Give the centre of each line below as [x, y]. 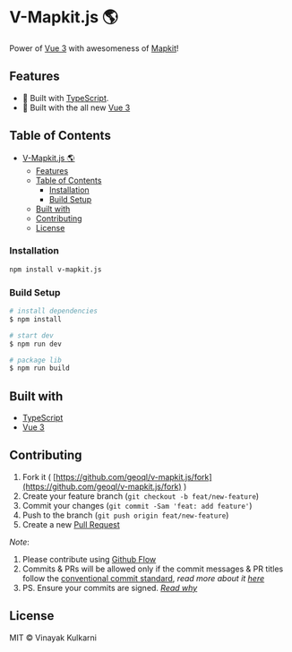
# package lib [36, 360]
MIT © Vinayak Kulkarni [53, 638]
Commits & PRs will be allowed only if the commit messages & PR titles [153, 569]
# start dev [31, 335]
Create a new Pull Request [71, 524]
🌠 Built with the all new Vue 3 [76, 107]
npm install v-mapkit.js [56, 270]
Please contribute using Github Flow [89, 559]
